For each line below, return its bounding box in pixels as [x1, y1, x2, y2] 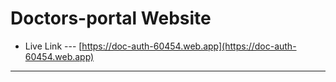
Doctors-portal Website [10, 7, 212, 30]
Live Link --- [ [24, 40, 83, 52]
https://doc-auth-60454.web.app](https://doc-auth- [81, 40, 297, 52]
